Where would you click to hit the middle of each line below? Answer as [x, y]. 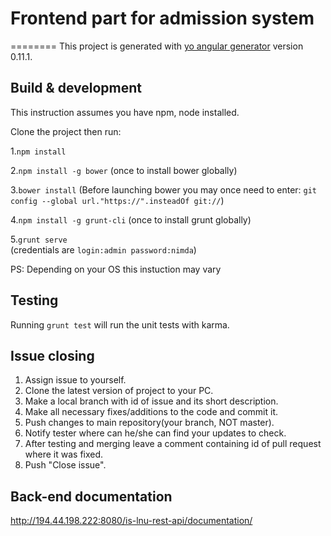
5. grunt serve [39, 239]
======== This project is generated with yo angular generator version [157, 46]
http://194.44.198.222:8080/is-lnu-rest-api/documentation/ [131, 521]
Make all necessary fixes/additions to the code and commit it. [151, 412]
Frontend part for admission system [162, 18]
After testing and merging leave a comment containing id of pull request [173, 444]
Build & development [76, 88]
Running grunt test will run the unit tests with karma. [120, 324]
